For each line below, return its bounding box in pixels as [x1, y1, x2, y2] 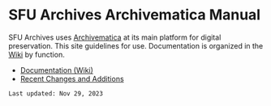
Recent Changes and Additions [19, 74, 124, 83]
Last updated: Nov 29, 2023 [8, 89, 104, 98]
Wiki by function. [8, 49, 65, 59]
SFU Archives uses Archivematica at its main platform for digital [8, 32, 222, 42]
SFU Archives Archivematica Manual [8, 6, 261, 24]
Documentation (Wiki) [19, 65, 93, 74]
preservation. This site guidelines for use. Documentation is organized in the [8, 40, 264, 50]
